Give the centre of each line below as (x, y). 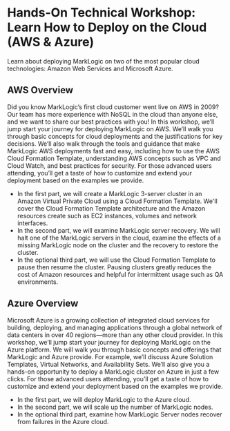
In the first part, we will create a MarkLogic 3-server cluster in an (109, 193)
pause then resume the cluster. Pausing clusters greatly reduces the (114, 267)
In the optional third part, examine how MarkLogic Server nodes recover (119, 414)
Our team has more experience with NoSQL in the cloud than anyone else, (113, 114)
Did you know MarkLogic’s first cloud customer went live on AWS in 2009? (113, 107)
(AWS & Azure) (51, 42)
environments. (38, 282)
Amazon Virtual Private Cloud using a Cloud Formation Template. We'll (117, 201)
